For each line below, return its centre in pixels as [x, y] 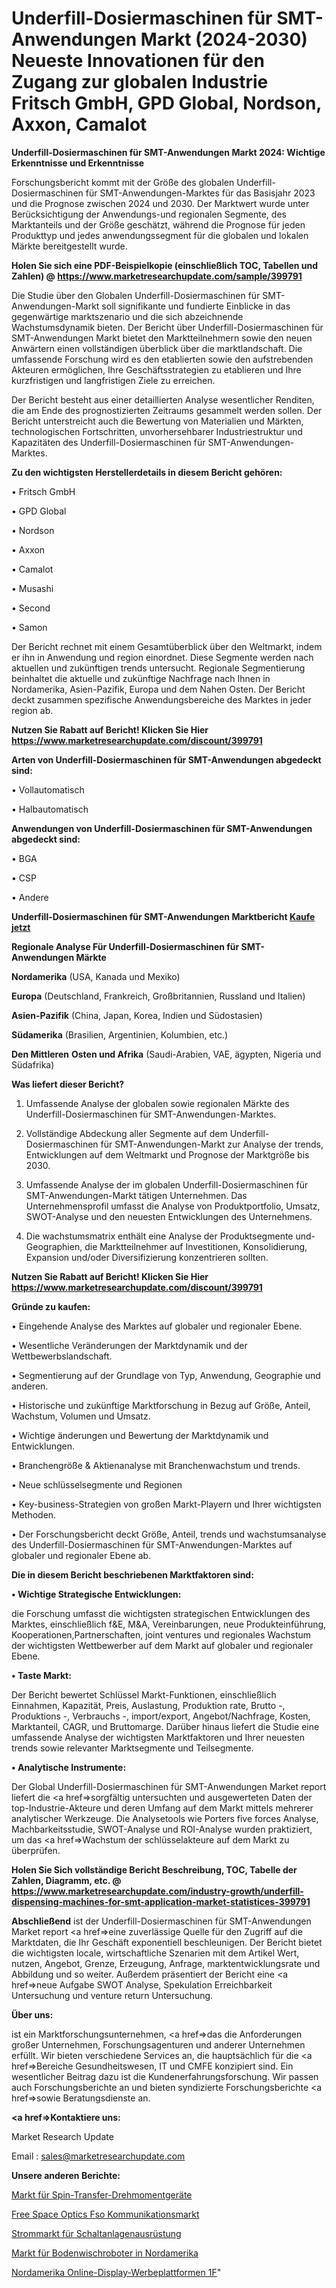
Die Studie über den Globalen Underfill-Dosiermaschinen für [136, 295]
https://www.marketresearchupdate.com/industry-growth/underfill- [157, 1891]
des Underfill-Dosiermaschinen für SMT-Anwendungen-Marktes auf [152, 1544]
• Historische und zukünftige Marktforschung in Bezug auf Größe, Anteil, [161, 1405]
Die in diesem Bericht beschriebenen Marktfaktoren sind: [132, 1574]
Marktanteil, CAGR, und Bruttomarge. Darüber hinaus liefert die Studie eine [165, 1726]
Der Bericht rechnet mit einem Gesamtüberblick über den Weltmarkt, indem [167, 646]
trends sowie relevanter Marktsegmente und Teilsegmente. [132, 1748]
